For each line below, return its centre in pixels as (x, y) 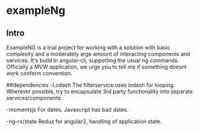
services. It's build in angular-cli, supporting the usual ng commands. (93, 60)
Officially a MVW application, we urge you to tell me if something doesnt (96, 67)
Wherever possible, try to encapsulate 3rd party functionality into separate (99, 91)
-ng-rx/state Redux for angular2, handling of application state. (84, 121)
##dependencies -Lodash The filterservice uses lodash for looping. (91, 85)
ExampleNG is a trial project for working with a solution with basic (89, 47)
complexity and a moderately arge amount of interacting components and (98, 54)
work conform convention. (39, 73)
